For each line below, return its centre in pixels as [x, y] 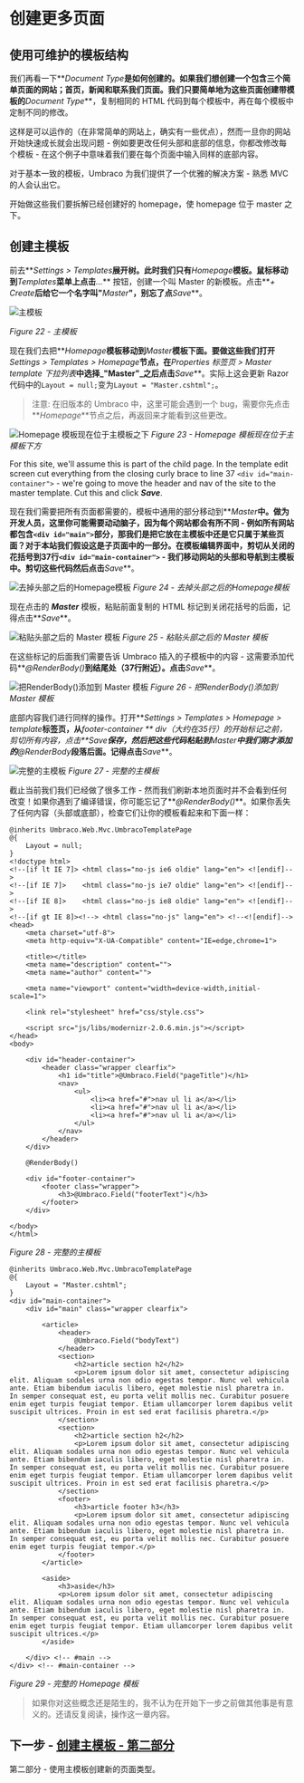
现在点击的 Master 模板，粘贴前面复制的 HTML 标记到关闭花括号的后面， [146, 606]
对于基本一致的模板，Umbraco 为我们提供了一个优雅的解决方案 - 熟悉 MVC [149, 173]
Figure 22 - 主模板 [43, 331]
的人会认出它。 [37, 185]
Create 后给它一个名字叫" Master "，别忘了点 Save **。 [109, 293]
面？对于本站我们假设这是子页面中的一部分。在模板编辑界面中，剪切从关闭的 [152, 545]
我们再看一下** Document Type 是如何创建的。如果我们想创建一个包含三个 [146, 78]
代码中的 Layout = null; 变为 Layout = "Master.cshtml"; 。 [116, 384]
